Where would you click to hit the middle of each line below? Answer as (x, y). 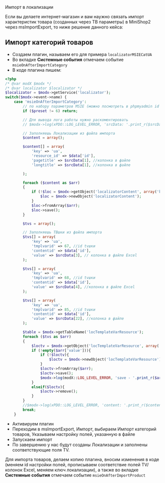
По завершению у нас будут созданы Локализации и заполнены (80, 445)
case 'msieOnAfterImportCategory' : (50, 102)
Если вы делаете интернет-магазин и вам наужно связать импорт (75, 16)
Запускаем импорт (32, 439)
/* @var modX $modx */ (28, 84)
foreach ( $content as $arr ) (51, 183)
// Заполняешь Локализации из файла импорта (69, 133)
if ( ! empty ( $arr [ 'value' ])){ (61, 350)
